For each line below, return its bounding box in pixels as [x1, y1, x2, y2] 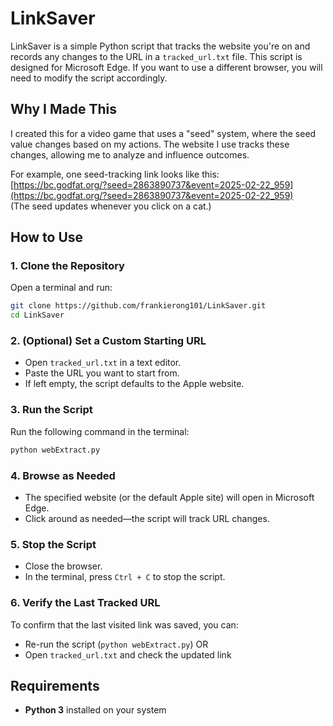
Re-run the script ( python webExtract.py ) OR [24, 638, 209, 650]
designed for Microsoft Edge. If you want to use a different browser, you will [10, 61, 323, 73]
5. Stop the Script [10, 537, 97, 551]
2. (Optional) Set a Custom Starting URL [10, 334, 207, 348]
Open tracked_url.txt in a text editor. [24, 357, 182, 369]
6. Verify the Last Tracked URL [10, 596, 161, 610]
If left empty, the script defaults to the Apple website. [24, 378, 245, 390]
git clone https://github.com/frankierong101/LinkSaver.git [10, 301, 267, 311]
